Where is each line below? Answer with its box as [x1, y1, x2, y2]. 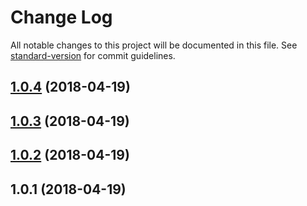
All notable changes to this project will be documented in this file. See [10, 39, 298, 51]
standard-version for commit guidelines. [10, 49, 176, 61]
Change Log [10, 6, 113, 29]
